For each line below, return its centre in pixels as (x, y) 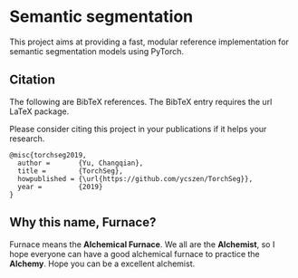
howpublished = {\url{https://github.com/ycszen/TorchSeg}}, (135, 178)
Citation (33, 80)
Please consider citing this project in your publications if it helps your (138, 129)
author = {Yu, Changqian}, (81, 163)
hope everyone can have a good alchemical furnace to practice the (135, 254)
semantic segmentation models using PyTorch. (96, 51)
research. (27, 139)
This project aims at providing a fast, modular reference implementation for (149, 42)
